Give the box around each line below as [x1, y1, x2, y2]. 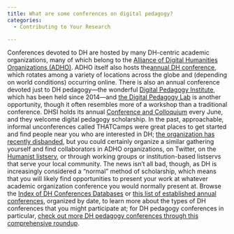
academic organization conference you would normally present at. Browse [7, 182, 221, 191]
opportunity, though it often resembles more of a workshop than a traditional [7, 101, 228, 109]
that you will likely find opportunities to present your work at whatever [7, 175, 208, 183]
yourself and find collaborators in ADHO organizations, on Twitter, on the [7, 145, 217, 154]
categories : [7, 17, 42, 24]
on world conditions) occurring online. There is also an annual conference [7, 78, 220, 87]
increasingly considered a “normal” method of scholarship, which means [7, 167, 217, 175]
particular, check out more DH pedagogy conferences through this [7, 212, 199, 220]
